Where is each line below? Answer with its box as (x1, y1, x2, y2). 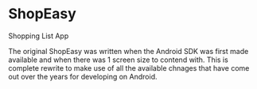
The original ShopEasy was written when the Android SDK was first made (8, 46, 249, 56)
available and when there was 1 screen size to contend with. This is (8, 55, 228, 64)
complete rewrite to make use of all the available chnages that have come (8, 63, 250, 72)
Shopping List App (8, 31, 69, 41)
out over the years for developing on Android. (8, 72, 158, 81)
